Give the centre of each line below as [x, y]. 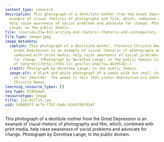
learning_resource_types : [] [35, 87]
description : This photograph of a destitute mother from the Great [76, 14]
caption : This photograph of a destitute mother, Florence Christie [81, 46]
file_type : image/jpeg [28, 37]
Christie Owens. [31, 82]
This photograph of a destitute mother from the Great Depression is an [76, 119]
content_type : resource [29, 10]
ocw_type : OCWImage [25, 91]
